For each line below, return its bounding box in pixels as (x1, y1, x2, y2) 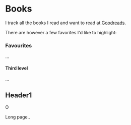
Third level (5, 65, 28, 71)
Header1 (5, 91, 32, 99)
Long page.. (5, 114, 30, 120)
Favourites (5, 42, 32, 49)
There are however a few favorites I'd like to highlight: (5, 29, 117, 35)
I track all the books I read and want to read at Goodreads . (5, 20, 126, 26)
